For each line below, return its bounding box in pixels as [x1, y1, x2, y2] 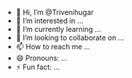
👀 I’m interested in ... [15, 16, 84, 25]
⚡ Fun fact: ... [15, 62, 60, 72]
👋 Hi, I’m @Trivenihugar [15, 8, 94, 17]
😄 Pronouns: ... [15, 53, 68, 63]
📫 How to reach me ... [15, 42, 90, 51]
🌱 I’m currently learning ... [15, 25, 102, 33]
